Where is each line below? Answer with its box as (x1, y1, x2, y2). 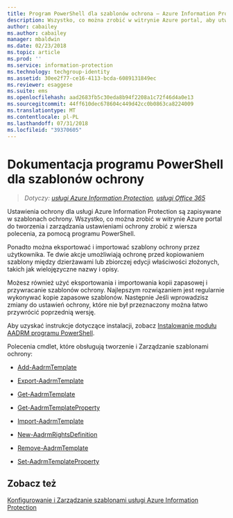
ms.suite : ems (7, 87, 49, 94)
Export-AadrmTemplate (17, 376, 85, 385)
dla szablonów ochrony (7, 171, 144, 187)
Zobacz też (7, 477, 57, 490)
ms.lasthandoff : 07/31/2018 (7, 119, 89, 127)
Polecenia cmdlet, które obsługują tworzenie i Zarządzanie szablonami (7, 342, 209, 351)
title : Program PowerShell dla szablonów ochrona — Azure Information (7, 10, 216, 17)
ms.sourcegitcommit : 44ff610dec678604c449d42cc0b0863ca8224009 (7, 101, 194, 108)
